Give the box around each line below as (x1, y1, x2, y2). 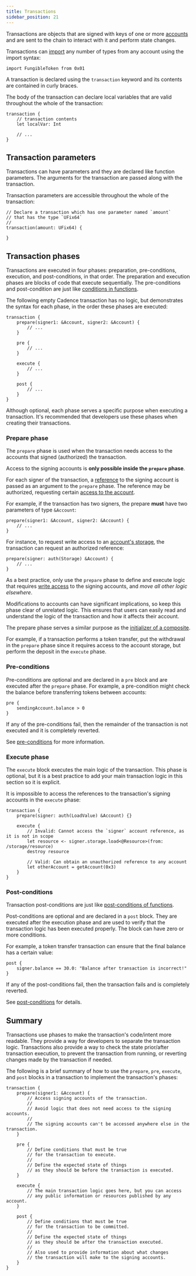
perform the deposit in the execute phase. (6, 648, 106, 655)
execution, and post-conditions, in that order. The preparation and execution (6, 273, 190, 280)
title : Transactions (6, 8, 57, 15)
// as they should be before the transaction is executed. (27, 1167, 174, 1173)
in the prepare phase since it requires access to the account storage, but (6, 642, 181, 649)
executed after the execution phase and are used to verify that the (6, 919, 166, 926)
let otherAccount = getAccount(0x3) (27, 864, 116, 870)
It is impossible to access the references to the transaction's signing (6, 790, 171, 797)
